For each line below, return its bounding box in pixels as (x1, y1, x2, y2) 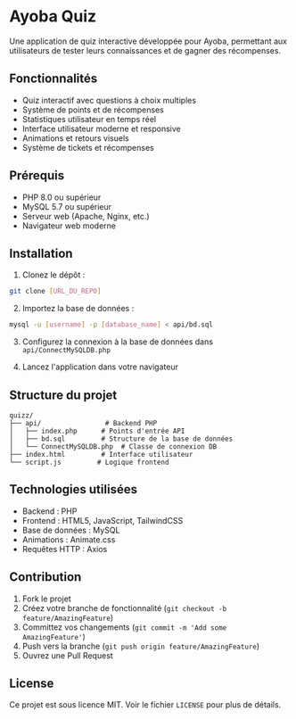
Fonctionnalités (9, 71, 98, 87)
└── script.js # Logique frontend (9, 458, 169, 467)
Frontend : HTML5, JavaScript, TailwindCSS (21, 515, 184, 525)
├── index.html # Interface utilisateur (9, 450, 193, 459)
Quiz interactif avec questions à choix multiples (21, 95, 197, 105)
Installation (9, 245, 73, 260)
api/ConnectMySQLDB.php (21, 346, 111, 355)
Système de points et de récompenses (21, 104, 165, 115)
